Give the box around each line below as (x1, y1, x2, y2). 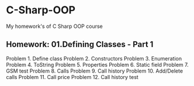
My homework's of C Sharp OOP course (6, 23, 103, 30)
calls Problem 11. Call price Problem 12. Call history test (6, 73, 138, 80)
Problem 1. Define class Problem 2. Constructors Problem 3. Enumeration (6, 55, 182, 62)
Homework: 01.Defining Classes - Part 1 (6, 40, 154, 49)
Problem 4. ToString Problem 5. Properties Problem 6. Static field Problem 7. (6, 61, 189, 68)
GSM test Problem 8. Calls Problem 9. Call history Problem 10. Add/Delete (6, 67, 183, 74)
